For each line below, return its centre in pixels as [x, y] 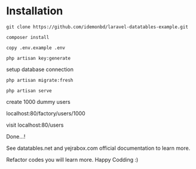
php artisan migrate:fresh [40, 80]
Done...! [16, 136]
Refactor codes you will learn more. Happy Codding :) [72, 159]
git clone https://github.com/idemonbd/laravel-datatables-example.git [97, 27]
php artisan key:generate [38, 58]
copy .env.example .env [36, 48]
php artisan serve [29, 91]
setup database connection [40, 69]
